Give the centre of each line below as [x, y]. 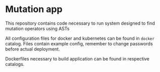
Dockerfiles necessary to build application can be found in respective [77, 58]
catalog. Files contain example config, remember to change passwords [79, 43]
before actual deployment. [33, 49]
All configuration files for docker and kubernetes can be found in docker [80, 38]
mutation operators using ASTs [37, 28]
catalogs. [15, 64]
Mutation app [34, 9]
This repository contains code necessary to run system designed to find [80, 23]
